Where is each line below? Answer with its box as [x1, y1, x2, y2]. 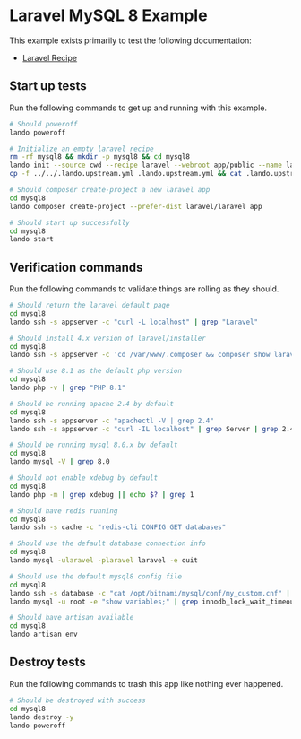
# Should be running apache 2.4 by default [9, 399, 175, 408]
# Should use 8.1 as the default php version [9, 367, 182, 376]
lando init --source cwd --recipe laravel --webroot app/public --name [9, 161, 282, 170]
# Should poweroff [9, 119, 78, 128]
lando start [9, 235, 54, 244]
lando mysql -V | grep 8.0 [9, 457, 110, 466]
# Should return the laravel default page [9, 301, 170, 310]
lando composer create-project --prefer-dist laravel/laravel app [9, 202, 262, 211]
